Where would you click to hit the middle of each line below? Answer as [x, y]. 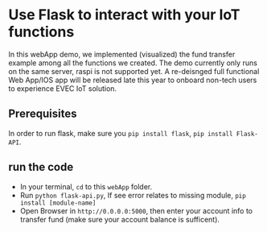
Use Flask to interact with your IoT [124, 15]
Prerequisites [43, 114]
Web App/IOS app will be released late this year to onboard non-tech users [133, 80]
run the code [41, 167]
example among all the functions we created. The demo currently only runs [133, 63]
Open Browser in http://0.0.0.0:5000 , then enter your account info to [136, 210]
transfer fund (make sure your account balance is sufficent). [119, 219]
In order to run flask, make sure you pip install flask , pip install [121, 133]
